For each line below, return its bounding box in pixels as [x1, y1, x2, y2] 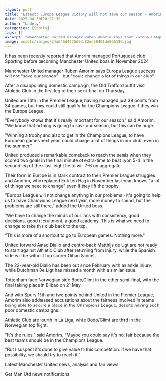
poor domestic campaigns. [5, 307, 60, 313]
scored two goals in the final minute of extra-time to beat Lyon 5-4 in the [5, 157, 153, 163]
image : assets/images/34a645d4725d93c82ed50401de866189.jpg [5, 39, 132, 44]
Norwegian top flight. [5, 322, 48, 328]
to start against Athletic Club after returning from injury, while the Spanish [5, 247, 155, 253]
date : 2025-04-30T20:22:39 [5, 16, 61, 21]
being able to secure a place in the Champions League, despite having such [5, 302, 160, 308]
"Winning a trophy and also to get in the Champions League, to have [5, 132, 144, 138]
